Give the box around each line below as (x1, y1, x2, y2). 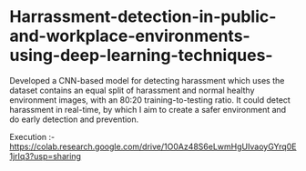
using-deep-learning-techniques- (9, 45, 273, 65)
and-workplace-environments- (9, 25, 250, 46)
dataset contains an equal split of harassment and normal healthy (9, 85, 255, 96)
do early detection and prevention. (9, 114, 139, 125)
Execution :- (9, 131, 56, 142)
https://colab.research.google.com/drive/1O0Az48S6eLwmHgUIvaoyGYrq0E (9, 141, 297, 152)
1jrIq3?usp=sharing (9, 150, 82, 161)
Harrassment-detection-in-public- (9, 6, 277, 27)
